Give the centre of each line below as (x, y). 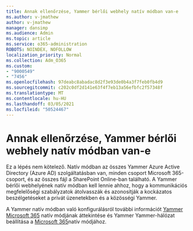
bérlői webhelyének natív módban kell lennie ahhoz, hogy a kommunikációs (97, 185)
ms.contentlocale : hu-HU (36, 98)
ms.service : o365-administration (47, 44)
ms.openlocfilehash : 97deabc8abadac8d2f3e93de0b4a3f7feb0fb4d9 (85, 82)
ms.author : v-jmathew (32, 17)
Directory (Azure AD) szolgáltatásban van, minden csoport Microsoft (88, 173)
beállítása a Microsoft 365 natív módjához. (56, 222)
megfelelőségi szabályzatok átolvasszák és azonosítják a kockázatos (89, 192)
